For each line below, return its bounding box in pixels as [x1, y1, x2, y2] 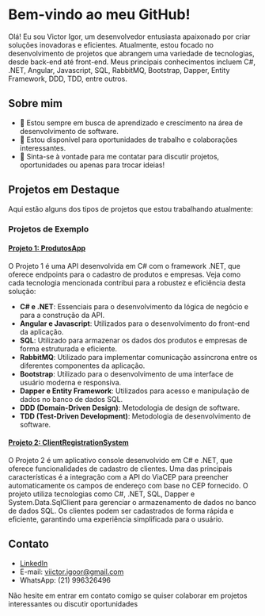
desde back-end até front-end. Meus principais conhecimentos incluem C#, [8, 57, 256, 67]
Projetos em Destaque [8, 183, 120, 197]
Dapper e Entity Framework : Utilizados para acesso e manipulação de [19, 386, 250, 396]
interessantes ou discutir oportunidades [8, 599, 138, 608]
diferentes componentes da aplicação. [19, 361, 146, 370]
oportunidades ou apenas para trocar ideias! [19, 160, 165, 170]
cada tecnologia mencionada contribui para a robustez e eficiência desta [8, 277, 247, 287]
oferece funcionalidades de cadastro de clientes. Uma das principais [8, 464, 233, 473]
